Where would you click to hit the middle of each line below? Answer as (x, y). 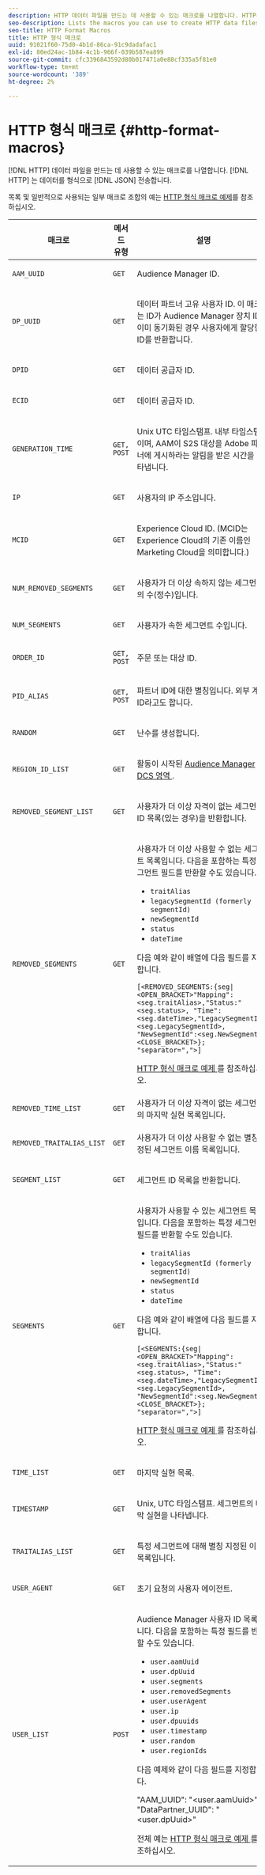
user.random (173, 1741)
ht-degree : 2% (32, 81)
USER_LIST (30, 1735)
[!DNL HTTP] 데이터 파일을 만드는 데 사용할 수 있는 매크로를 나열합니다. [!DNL (129, 170)
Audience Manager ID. (178, 274)
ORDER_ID (28, 658)
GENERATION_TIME (43, 449)
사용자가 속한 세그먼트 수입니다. (192, 626)
